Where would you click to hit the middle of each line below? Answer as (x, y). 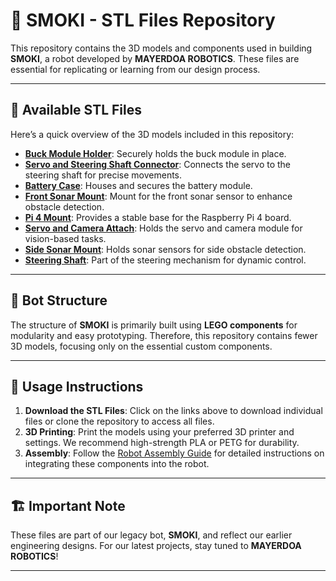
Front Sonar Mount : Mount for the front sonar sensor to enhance (158, 196)
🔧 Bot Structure (59, 300)
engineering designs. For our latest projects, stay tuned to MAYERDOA (156, 546)
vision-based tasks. (65, 238)
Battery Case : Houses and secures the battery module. (138, 185)
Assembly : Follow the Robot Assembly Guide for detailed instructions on (174, 453)
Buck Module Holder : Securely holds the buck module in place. (155, 153)
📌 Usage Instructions (77, 386)
